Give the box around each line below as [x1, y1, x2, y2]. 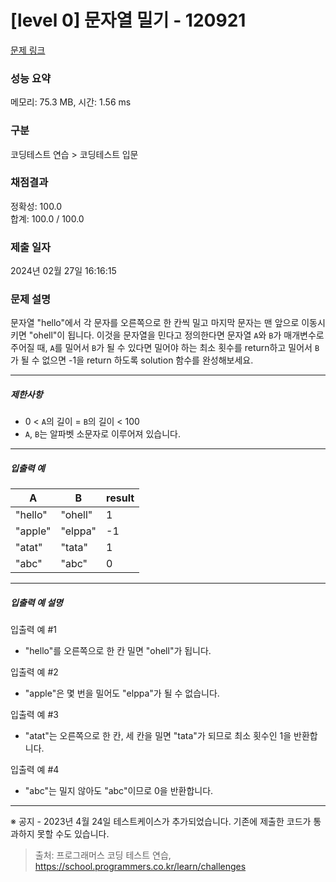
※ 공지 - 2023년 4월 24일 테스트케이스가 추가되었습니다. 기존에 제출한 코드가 [10, 816, 312, 828]
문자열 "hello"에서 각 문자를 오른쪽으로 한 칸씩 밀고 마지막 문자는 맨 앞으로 [10, 317, 300, 329]
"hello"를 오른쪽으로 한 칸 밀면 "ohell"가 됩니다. [24, 645, 212, 657]
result [106, 491, 135, 505]
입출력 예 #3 [10, 709, 59, 721]
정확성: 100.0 [10, 200, 63, 212]
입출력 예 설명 [10, 596, 63, 608]
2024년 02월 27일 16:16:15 [10, 265, 117, 277]
